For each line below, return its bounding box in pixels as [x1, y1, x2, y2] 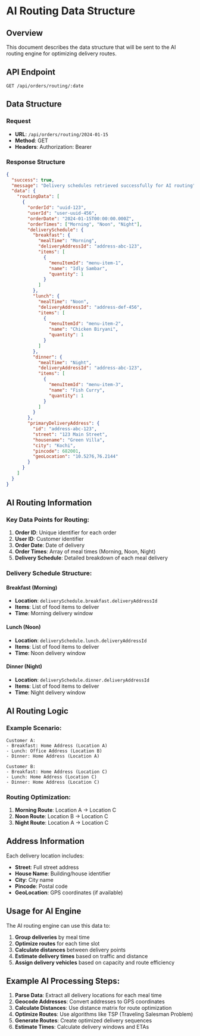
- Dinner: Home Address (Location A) [6, 753, 100, 759]
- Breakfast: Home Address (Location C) [6, 769, 108, 775]
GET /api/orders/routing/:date [6, 83, 84, 89]
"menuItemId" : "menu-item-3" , [48, 382, 124, 388]
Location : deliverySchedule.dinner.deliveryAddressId [14, 676, 150, 683]
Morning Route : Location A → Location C [14, 806, 117, 813]
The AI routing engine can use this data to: [6, 922, 111, 929]
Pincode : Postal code [14, 882, 68, 890]
